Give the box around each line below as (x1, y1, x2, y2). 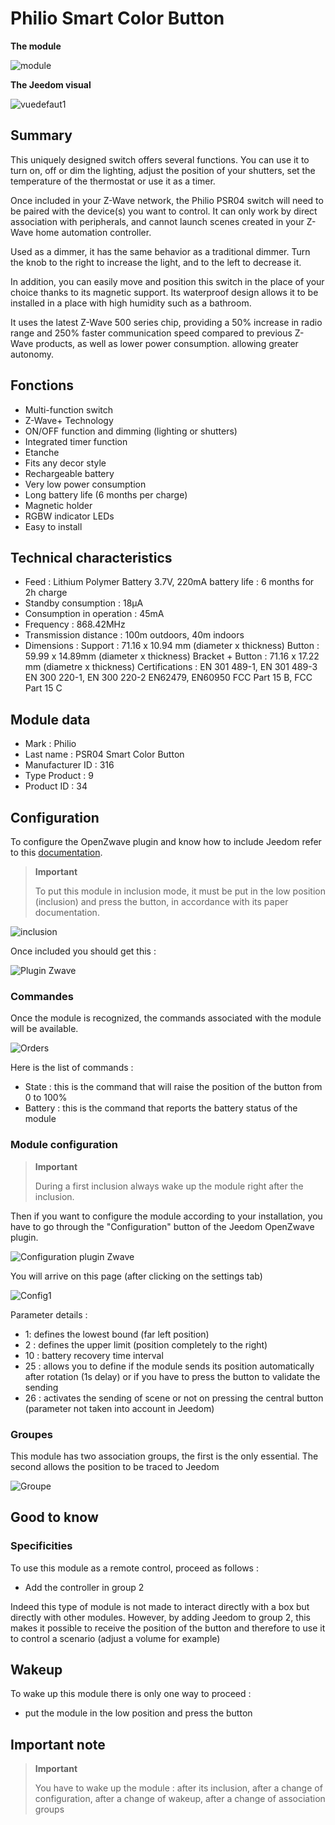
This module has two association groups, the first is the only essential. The (10, 1450, 319, 1462)
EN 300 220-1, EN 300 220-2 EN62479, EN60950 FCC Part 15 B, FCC (24, 672, 313, 684)
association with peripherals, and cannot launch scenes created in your (10, 215, 305, 227)
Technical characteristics (10, 549, 173, 566)
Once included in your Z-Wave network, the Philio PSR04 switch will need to (10, 194, 324, 206)
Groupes (10, 1427, 53, 1441)
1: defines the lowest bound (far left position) (24, 1328, 210, 1340)
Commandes (10, 989, 74, 1003)
